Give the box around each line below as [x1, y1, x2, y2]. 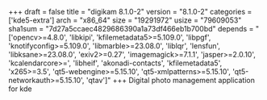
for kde [8, 84, 32, 94]
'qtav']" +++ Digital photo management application [86, 76, 256, 85]
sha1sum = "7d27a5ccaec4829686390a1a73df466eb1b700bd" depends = [8, 24, 254, 33]
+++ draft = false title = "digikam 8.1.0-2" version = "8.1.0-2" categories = [8, 7, 252, 16]
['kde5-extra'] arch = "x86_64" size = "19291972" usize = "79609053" [8, 15, 242, 25]
